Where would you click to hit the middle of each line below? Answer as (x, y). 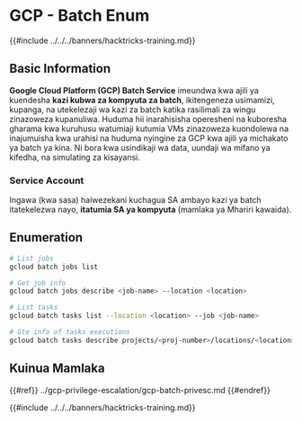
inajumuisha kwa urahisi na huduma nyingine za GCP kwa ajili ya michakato (149, 138)
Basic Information (60, 69)
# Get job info (38, 283)
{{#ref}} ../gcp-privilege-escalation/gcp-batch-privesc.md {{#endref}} (140, 390)
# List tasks (34, 308)
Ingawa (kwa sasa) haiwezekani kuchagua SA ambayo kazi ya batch (136, 200)
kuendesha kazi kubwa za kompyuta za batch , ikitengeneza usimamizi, (142, 100)
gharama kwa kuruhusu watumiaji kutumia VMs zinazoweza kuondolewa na (149, 128)
